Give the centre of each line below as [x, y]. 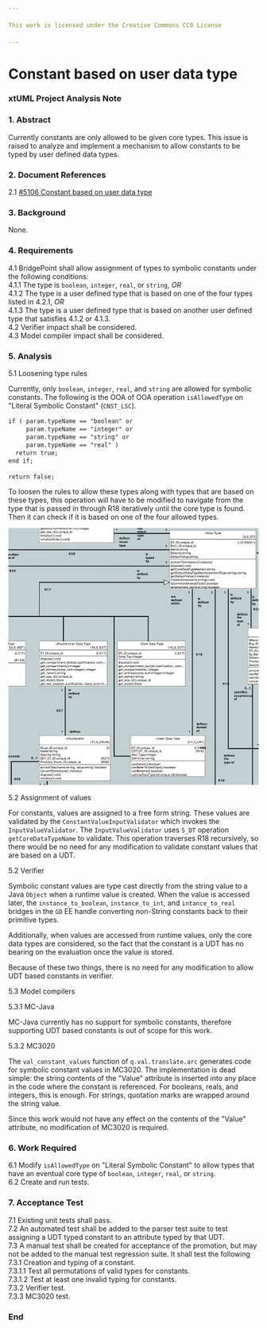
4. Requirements [41, 250]
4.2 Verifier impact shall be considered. [73, 327]
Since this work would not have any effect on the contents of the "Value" [127, 1119]
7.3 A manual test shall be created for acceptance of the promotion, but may [133, 1245]
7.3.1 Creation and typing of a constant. [72, 1262]
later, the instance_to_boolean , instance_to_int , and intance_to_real [122, 903]
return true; [37, 453]
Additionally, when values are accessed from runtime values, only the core [130, 935]
